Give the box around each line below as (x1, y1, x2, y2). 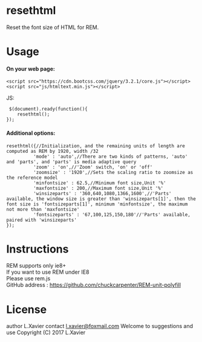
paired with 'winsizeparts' (6, 217, 77, 223)
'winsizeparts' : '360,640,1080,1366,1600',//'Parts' (33, 190, 172, 196)
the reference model (6, 175, 59, 181)
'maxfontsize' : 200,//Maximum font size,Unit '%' (33, 185, 164, 191)
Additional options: (6, 129, 56, 137)
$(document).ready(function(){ (8, 106, 88, 112)
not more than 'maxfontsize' (6, 206, 80, 212)
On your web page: (6, 65, 56, 73)
